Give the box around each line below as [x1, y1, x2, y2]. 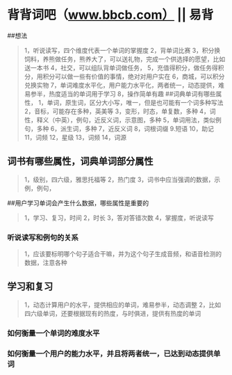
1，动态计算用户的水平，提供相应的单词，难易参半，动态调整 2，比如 [24, 301, 221, 309]
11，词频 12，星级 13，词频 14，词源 [24, 133, 127, 141]
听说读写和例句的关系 [7, 232, 78, 242]
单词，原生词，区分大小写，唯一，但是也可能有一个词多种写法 [47, 98, 224, 106]
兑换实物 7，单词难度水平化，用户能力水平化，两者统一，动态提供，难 [24, 81, 224, 89]
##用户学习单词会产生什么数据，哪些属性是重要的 [7, 198, 149, 207]
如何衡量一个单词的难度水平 [7, 328, 100, 338]
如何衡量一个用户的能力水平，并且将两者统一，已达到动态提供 [7, 349, 214, 358]
